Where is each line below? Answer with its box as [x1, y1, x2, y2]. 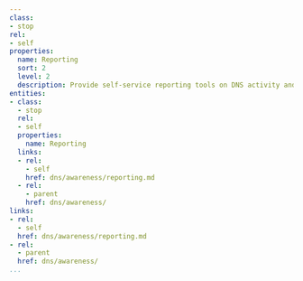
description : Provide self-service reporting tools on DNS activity [17, 80, 280, 89]
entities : [9, 89, 47, 98]
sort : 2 [17, 64, 47, 73]
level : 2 [17, 72, 50, 81]
